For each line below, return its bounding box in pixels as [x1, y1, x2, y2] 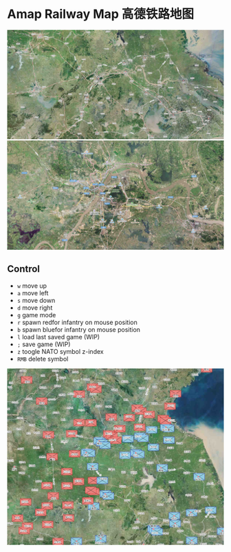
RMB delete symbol [16, 354, 69, 363]
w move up [16, 282, 47, 290]
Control [7, 263, 40, 275]
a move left [16, 288, 49, 297]
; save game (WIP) [16, 340, 71, 348]
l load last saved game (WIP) [16, 332, 100, 341]
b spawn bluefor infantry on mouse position [16, 325, 141, 334]
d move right [16, 304, 53, 312]
